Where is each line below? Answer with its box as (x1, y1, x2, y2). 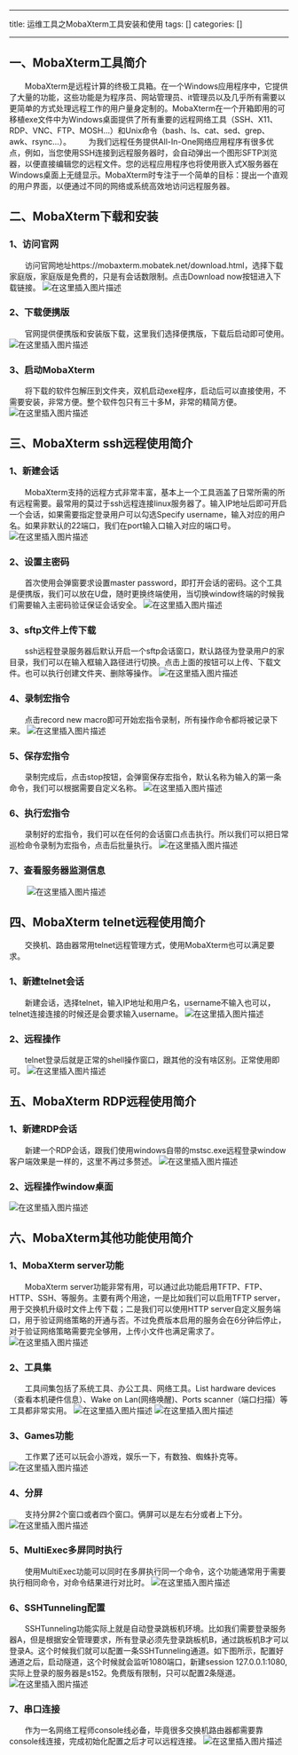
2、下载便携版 (9, 306, 70, 319)
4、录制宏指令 (9, 692, 71, 705)
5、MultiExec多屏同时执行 (9, 1544, 122, 1556)
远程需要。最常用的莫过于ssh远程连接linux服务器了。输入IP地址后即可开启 (16, 498, 287, 509)
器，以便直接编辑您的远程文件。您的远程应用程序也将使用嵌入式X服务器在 (9, 158, 279, 169)
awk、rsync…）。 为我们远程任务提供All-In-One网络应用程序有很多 (9, 136, 267, 146)
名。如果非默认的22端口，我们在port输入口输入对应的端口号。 (9, 520, 237, 531)
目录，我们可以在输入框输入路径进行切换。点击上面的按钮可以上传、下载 (9, 657, 273, 668)
